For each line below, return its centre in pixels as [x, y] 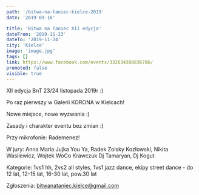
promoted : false [27, 68]
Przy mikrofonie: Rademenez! [43, 137]
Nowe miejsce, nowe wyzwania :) [48, 114]
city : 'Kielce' [25, 45]
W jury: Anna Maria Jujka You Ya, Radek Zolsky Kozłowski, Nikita [87, 150]
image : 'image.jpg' [31, 51]
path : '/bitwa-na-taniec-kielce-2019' [55, 12]
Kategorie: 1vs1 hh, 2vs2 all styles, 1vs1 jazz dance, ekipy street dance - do [100, 168]
